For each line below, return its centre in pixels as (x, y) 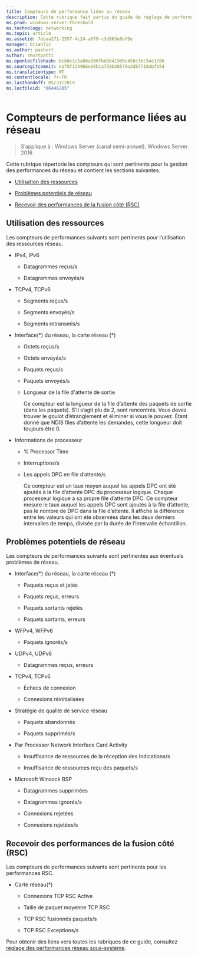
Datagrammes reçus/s (50, 267)
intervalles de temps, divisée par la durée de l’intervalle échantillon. (105, 523)
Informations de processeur (48, 440)
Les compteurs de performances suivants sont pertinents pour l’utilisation (96, 237)
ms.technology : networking (39, 28)
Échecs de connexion (49, 688)
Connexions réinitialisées (54, 699)
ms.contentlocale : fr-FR (37, 77)
